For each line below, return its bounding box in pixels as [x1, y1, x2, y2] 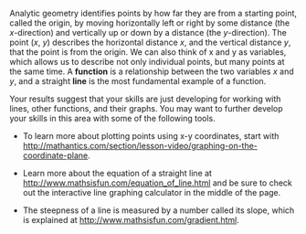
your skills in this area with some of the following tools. [9, 113, 216, 123]
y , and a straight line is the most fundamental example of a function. [9, 76, 267, 86]
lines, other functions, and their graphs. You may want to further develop [9, 103, 283, 113]
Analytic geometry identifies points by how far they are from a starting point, [9, 8, 298, 18]
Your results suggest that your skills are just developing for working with [9, 93, 281, 104]
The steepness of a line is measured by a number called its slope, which [22, 205, 295, 216]
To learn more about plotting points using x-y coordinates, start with [22, 131, 280, 141]
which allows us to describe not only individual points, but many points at [9, 57, 285, 67]
